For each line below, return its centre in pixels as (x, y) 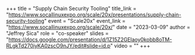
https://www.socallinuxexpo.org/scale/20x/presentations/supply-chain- (95, 15)
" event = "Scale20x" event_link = (85, 21)
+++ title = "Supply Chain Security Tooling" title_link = (71, 8)
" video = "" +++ (130, 46)
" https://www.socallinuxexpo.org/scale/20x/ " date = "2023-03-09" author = (98, 27)
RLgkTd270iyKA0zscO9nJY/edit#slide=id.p (58, 46)
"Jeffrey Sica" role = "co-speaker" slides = (57, 33)
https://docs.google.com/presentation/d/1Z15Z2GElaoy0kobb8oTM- (90, 39)
